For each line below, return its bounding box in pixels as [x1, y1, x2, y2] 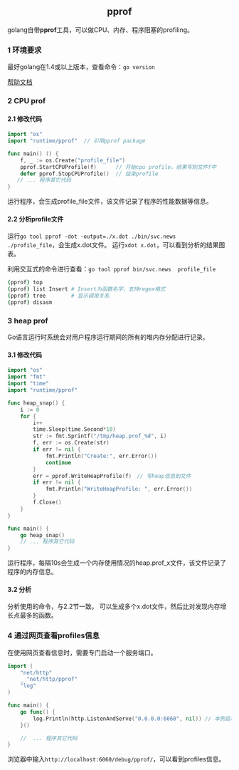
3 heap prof [7, 316, 48, 326]
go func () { [20, 708, 55, 715]
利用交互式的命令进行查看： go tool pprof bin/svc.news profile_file [7, 265, 216, 274]
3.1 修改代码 [7, 350, 43, 359]
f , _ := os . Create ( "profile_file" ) [20, 157, 126, 164]
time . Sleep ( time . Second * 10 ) [33, 426, 116, 433]
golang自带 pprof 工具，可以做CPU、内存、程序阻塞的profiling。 [7, 25, 194, 34]
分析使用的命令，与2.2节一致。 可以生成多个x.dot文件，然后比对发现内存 [7, 602, 221, 611]
